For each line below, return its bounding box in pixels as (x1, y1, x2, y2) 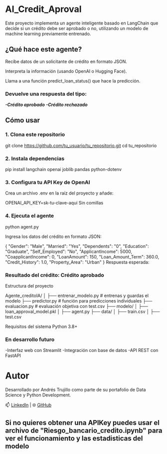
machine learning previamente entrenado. (5, 30, 91, 36)
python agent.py (5, 223, 39, 229)
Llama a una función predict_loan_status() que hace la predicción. (5, 77, 141, 83)
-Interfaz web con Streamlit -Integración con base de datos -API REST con (5, 347, 159, 353)
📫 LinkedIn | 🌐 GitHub (5, 402, 52, 408)
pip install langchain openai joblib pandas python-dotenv (5, 166, 122, 172)
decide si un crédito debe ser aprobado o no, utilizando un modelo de (5, 25, 149, 31)
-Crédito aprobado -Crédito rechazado (5, 101, 88, 108)
